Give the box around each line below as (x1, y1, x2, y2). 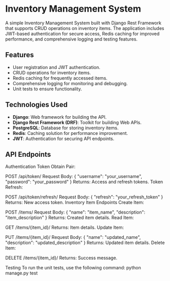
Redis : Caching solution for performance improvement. (12, 130, 128, 136)
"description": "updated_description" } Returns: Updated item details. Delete (5, 239, 165, 246)
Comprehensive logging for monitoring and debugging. (12, 80, 128, 86)
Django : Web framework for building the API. (12, 114, 107, 120)
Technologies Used (5, 100, 67, 109)
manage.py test (5, 270, 38, 276)
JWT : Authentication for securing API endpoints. (12, 135, 115, 142)
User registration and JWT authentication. (12, 64, 100, 70)
